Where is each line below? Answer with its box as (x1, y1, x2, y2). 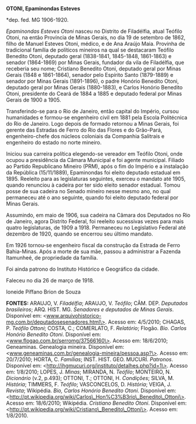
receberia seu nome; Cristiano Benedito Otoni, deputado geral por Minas (6, 65, 181, 72)
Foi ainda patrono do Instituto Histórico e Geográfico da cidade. (6, 265, 160, 272)
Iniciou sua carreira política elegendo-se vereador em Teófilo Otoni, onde (6, 150, 183, 157)
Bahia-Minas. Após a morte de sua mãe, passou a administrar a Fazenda (6, 248, 181, 255)
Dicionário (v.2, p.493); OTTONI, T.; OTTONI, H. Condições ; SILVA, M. (6, 375, 174, 381)
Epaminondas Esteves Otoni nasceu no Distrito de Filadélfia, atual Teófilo (6, 28, 183, 35)
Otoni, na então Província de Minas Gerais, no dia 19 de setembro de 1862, (6, 34, 185, 41)
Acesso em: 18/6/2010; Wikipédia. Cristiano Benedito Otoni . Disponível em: (6, 399, 187, 406)
